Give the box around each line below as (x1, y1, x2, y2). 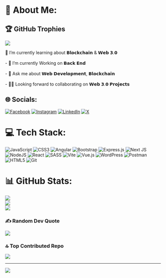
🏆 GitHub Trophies (5, 25, 66, 33)
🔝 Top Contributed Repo (5, 242, 64, 249)
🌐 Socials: (5, 95, 38, 104)
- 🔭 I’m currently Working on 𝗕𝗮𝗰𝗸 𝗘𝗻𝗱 (5, 60, 86, 66)
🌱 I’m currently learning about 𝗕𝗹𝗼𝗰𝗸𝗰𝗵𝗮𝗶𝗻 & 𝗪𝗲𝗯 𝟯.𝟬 (5, 49, 118, 55)
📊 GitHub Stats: (5, 175, 73, 186)
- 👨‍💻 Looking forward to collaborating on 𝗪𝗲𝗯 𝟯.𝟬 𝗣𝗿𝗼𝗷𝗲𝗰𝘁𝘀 (5, 81, 130, 87)
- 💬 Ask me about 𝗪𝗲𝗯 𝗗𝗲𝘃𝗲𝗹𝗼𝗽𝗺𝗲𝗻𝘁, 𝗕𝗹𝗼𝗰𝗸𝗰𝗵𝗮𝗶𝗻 (5, 71, 115, 76)
